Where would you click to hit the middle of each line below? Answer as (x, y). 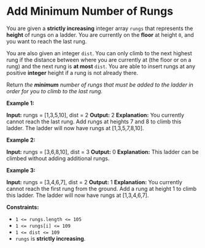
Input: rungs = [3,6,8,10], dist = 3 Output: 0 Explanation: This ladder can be (102, 152)
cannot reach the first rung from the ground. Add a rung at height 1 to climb (102, 188)
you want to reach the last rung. (47, 41)
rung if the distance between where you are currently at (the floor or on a (99, 60)
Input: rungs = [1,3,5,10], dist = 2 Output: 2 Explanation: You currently (95, 115)
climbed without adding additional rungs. (58, 158)
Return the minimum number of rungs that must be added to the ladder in (100, 85)
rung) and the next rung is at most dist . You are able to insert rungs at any (101, 66)
